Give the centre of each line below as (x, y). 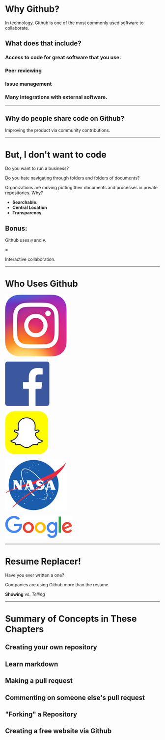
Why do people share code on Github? (65, 118)
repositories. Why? (24, 193)
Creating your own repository (51, 647)
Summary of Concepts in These (71, 619)
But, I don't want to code (56, 155)
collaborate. (17, 28)
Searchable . (25, 202)
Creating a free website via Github (58, 731)
